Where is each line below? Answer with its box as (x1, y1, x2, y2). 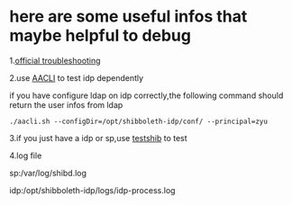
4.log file (9, 150, 42, 161)
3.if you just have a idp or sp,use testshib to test (9, 132, 187, 143)
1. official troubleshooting (9, 55, 101, 66)
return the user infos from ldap (9, 99, 123, 110)
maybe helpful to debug (9, 25, 192, 46)
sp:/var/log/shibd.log (9, 167, 87, 178)
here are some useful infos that (9, 6, 248, 27)
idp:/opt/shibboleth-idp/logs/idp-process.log (9, 184, 176, 195)
